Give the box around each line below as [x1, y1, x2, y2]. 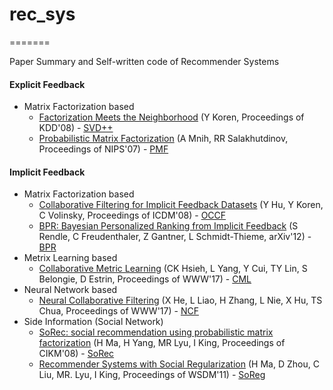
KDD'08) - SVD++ [38, 122, 114, 134]
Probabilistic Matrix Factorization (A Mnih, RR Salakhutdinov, [38, 133, 289, 145]
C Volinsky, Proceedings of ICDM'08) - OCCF [38, 209, 227, 222]
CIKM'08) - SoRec [38, 348, 115, 360]
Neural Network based [23, 284, 118, 296]
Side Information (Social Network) [23, 316, 164, 328]
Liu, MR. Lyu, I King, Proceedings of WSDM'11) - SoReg [38, 369, 266, 381]
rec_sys [9, 3, 76, 26]
